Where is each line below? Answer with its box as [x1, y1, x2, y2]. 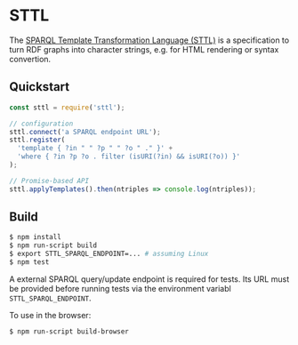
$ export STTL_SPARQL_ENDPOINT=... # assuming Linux [9, 250, 209, 259]
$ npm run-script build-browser [9, 326, 129, 336]
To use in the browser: [9, 309, 92, 320]
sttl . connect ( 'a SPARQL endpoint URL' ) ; [9, 127, 162, 136]
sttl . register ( [9, 135, 66, 145]
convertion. [9, 53, 52, 64]
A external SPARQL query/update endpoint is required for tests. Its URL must [9, 273, 290, 285]
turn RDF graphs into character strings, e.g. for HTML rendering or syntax [9, 44, 279, 54]
